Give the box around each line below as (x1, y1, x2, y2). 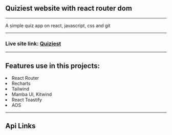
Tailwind (12, 85, 30, 92)
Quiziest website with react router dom (5, 4, 132, 13)
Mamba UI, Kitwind (12, 91, 52, 97)
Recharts (12, 80, 31, 86)
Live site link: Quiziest (5, 40, 61, 47)
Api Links (5, 122, 36, 130)
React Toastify (12, 97, 42, 103)
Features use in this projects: (5, 61, 100, 70)
